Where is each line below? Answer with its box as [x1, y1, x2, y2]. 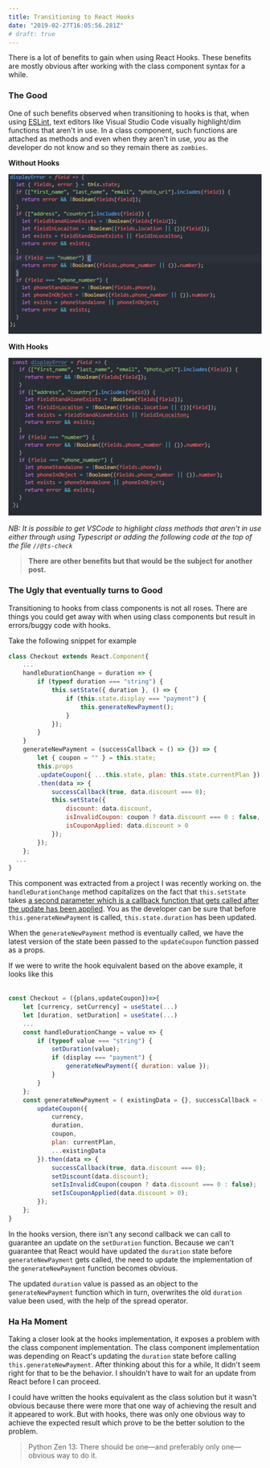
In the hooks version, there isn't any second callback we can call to [8, 1229, 231, 1238]
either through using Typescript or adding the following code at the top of [8, 532, 253, 542]
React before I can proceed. [8, 1377, 101, 1387]
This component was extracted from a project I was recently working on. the [8, 879, 262, 888]
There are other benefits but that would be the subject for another [27, 557, 253, 566]
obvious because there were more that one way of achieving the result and [8, 1401, 257, 1411]
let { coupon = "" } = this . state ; [37, 754, 157, 762]
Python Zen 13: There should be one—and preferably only [27, 1442, 220, 1452]
